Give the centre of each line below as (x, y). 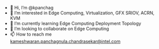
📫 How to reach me (31, 34)
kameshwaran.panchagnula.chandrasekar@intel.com (65, 41)
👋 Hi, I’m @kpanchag (32, 8)
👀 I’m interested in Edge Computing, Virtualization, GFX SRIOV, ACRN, (82, 13)
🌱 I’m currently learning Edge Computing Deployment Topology (75, 23)
